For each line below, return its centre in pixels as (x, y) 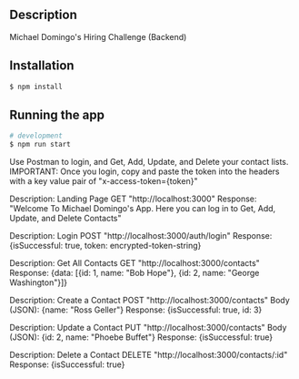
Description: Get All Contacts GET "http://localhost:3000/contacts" (135, 263)
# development (36, 136)
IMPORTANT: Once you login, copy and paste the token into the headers (145, 171)
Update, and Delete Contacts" (65, 219)
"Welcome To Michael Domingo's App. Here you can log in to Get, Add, (143, 209)
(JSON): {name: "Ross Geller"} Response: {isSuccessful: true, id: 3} (136, 310)
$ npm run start (40, 145)
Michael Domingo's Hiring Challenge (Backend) (98, 36)
